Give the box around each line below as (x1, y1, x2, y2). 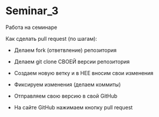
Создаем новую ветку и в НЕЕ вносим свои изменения (14, 69, 154, 76)
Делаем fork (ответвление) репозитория (14, 46, 117, 54)
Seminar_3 (5, 4, 59, 18)
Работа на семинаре (5, 24, 57, 31)
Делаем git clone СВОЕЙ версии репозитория (14, 58, 130, 65)
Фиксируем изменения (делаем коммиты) (14, 81, 121, 88)
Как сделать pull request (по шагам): (5, 35, 98, 42)
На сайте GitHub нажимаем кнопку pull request (14, 103, 133, 110)
